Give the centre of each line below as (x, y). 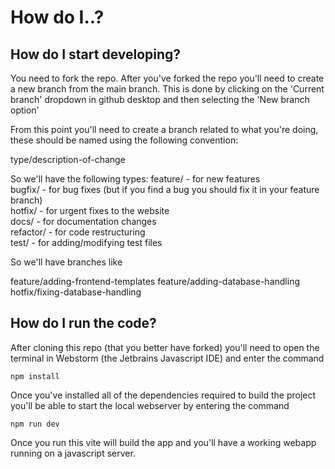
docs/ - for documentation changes (83, 221)
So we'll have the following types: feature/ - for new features (135, 179)
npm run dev (35, 424)
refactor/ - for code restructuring (78, 232)
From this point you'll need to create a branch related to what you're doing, (164, 129)
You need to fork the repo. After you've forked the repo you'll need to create (167, 78)
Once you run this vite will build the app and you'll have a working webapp (163, 442)
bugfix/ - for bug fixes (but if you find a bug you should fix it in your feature (165, 189)
